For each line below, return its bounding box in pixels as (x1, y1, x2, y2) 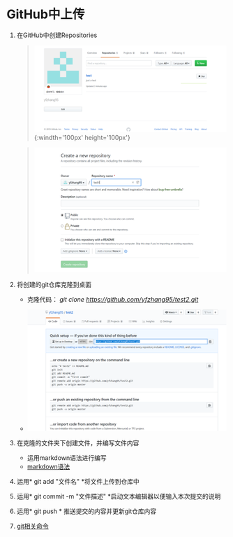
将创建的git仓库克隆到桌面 (16, 280, 92, 288)
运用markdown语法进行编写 (27, 453, 107, 462)
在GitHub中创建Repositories (16, 31, 98, 39)
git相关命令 (16, 522, 50, 530)
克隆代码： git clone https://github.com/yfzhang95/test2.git (27, 295, 199, 303)
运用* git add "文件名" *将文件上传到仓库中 (16, 477, 140, 485)
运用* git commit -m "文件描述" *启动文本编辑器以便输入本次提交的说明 (16, 491, 221, 501)
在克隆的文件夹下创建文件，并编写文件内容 (16, 438, 140, 447)
